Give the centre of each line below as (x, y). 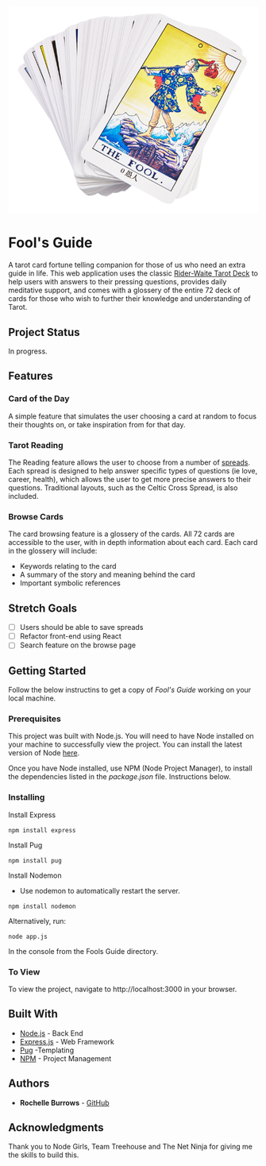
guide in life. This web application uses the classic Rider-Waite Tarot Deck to (133, 273)
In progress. (28, 351)
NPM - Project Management (66, 1058)
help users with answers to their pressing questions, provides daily (118, 282)
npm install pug (35, 860)
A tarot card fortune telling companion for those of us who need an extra (127, 265)
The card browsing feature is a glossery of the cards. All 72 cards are (122, 534)
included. (23, 496)
